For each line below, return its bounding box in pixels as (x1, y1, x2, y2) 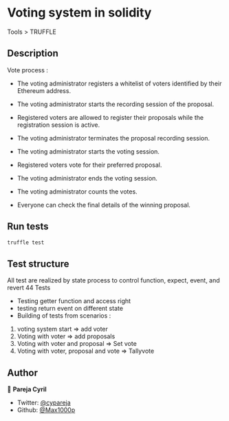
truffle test (7, 239, 45, 246)
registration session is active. (17, 121, 100, 129)
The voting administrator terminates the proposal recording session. (17, 134, 210, 142)
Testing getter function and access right (17, 297, 131, 305)
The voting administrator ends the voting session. (17, 174, 158, 182)
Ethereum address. (17, 86, 71, 94)
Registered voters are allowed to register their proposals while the (17, 113, 204, 121)
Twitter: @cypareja (17, 398, 71, 407)
